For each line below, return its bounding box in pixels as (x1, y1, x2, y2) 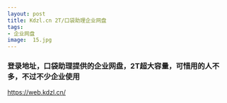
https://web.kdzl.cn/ (7, 88, 66, 97)
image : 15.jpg (7, 37, 52, 44)
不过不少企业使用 (21, 72, 80, 82)
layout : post (7, 10, 46, 18)
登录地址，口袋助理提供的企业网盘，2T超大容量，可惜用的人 (7, 61, 212, 71)
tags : (7, 23, 23, 30)
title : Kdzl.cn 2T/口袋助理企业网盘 (7, 17, 107, 24)
